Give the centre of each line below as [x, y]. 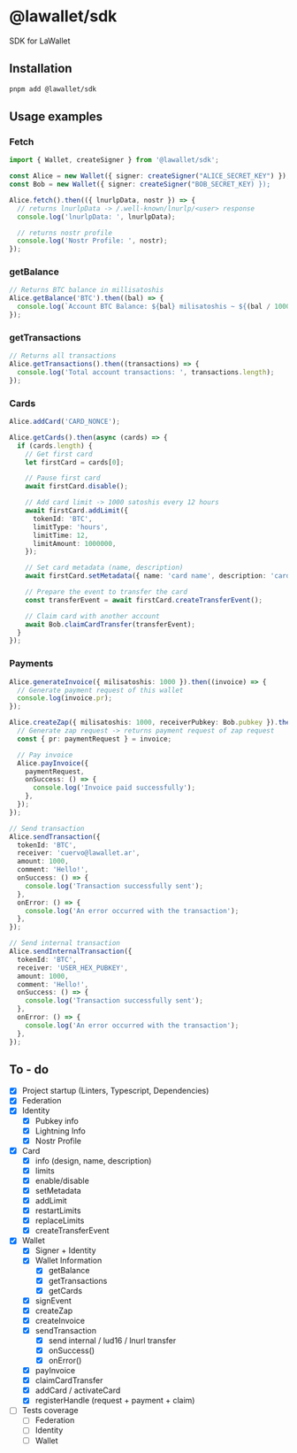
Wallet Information [69, 1261]
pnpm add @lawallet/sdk [53, 89]
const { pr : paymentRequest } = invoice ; [95, 739]
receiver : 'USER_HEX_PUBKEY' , [72, 968]
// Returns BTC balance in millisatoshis [87, 290]
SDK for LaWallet [40, 41]
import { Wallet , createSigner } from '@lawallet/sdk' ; [114, 160]
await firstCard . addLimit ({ [76, 511]
